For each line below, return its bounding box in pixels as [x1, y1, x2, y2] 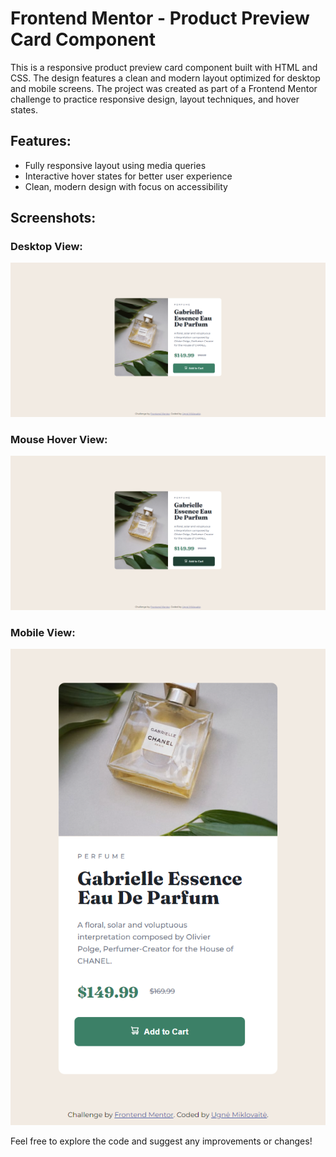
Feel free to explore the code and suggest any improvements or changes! [10, 1135, 313, 1147]
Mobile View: [10, 625, 76, 639]
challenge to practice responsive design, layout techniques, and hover [10, 93, 300, 105]
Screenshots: [10, 210, 97, 227]
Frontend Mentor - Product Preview [10, 7, 310, 30]
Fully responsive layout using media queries [24, 159, 207, 171]
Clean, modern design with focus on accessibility [24, 180, 228, 192]
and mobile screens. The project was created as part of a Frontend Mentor [10, 82, 318, 94]
